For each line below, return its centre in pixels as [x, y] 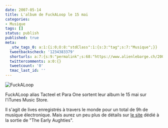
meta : [11, 43]
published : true [22, 38]
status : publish [22, 33]
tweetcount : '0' [26, 66]
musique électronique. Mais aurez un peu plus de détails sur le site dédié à [82, 115]
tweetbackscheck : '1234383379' [42, 52]
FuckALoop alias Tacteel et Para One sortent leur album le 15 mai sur [76, 94]
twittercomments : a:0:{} [35, 61]
